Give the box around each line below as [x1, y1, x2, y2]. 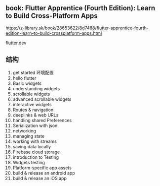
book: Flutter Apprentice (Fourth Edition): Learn [5, 4, 156, 12]
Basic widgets [12, 80, 41, 86]
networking [12, 127, 37, 133]
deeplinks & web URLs [12, 112, 59, 118]
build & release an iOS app [12, 175, 67, 181]
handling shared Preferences [12, 117, 72, 123]
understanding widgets [12, 85, 60, 91]
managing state [12, 133, 45, 139]
